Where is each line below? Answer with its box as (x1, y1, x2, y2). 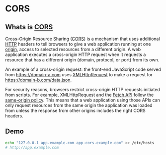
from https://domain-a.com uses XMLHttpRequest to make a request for (5, 72, 153, 77)
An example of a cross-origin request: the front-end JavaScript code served (5, 66, 162, 72)
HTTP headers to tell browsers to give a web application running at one (5, 41, 151, 47)
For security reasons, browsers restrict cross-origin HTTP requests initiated (5, 87, 160, 92)
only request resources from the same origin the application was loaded (5, 103, 153, 108)
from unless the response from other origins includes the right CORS (5, 107, 146, 113)
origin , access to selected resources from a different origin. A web (5, 47, 141, 52)
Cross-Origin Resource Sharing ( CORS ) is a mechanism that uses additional (5, 36, 160, 42)
